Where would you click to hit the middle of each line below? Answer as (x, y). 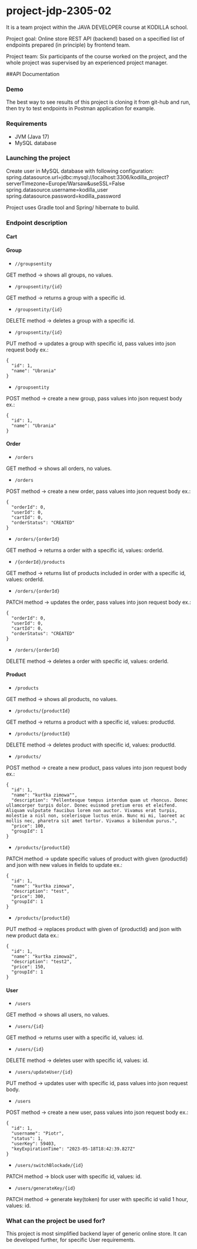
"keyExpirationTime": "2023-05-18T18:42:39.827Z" (73, 1149)
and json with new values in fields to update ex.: (64, 865)
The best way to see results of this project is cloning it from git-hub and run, (98, 102)
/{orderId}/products (40, 562)
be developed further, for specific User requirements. (71, 1240)
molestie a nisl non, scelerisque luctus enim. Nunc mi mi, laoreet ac (96, 816)
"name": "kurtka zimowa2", (44, 957)
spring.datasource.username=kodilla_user (57, 189)
